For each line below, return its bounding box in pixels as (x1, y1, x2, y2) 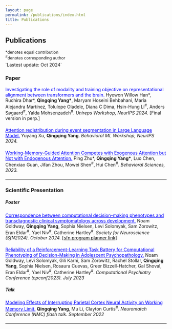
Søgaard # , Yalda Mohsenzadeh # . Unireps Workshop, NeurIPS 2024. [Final (5, 109, 161, 116)
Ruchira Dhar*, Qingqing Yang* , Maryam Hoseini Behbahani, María (5, 97, 147, 103)
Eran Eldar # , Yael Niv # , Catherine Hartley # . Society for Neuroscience (5, 229, 150, 236)
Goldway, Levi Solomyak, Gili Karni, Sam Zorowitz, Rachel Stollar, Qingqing (5, 257, 164, 264)
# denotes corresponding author (5, 54, 66, 61)
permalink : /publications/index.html (5, 12, 86, 17)
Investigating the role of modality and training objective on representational (5, 86, 164, 92)
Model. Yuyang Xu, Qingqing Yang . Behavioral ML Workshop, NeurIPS (5, 132, 155, 138)
